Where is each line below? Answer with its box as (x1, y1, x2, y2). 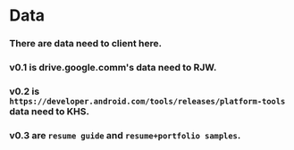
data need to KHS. (9, 104, 90, 117)
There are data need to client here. (9, 37, 163, 50)
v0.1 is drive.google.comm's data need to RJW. (9, 62, 217, 74)
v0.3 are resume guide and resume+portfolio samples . (9, 129, 241, 141)
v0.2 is (9, 85, 40, 97)
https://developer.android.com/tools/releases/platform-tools (9, 96, 286, 106)
